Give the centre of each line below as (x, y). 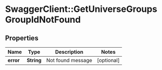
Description (69, 52)
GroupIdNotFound (43, 20)
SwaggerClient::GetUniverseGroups (81, 9)
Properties (22, 38)
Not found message (69, 60)
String (34, 60)
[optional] (108, 60)
